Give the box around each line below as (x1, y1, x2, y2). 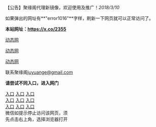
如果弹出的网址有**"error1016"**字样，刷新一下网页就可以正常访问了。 (5, 15, 154, 21)
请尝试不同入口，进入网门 (5, 80, 59, 86)
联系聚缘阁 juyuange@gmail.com (5, 69, 73, 75)
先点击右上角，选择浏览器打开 (5, 116, 68, 122)
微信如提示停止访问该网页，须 (5, 110, 68, 116)
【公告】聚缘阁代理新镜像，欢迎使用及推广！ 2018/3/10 (5, 5, 119, 10)
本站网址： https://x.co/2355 (5, 26, 67, 32)
